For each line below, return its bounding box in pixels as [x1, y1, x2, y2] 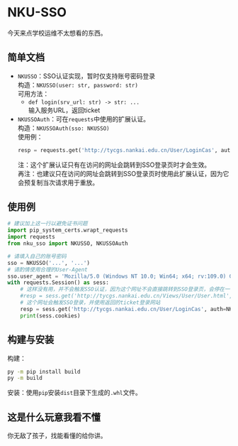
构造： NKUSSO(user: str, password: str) [17, 80, 138, 89]
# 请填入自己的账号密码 [7, 253, 67, 260]
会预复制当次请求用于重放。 [17, 178, 99, 187]
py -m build [7, 374, 42, 382]
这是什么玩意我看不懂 [7, 411, 101, 423]
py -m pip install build [7, 368, 81, 375]
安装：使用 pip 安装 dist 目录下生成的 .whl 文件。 [7, 388, 142, 397]
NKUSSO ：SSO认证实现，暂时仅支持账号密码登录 [17, 72, 156, 80]
